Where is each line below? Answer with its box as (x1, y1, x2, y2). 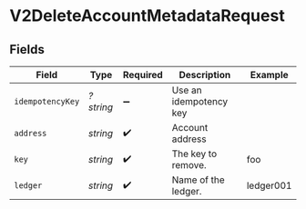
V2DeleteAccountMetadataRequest (9, 5, 285, 26)
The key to (171, 147, 218, 160)
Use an (171, 84, 202, 96)
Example (250, 69, 289, 81)
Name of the (171, 174, 225, 186)
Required (122, 69, 164, 81)
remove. (171, 159, 207, 171)
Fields (9, 42, 46, 57)
